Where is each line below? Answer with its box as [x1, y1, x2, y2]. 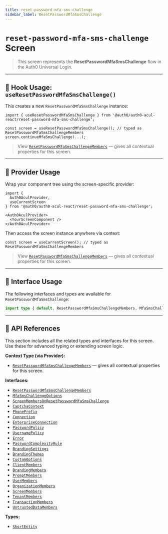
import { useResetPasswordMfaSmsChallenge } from [5, 113, 111, 118]
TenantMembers [12, 494, 42, 499]
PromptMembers [12, 473, 42, 478]
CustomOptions [12, 457, 42, 462]
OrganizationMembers [12, 483, 55, 488]
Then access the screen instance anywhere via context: [5, 230, 120, 236]
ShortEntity [12, 524, 37, 529]
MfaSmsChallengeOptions [12, 393, 62, 398]
